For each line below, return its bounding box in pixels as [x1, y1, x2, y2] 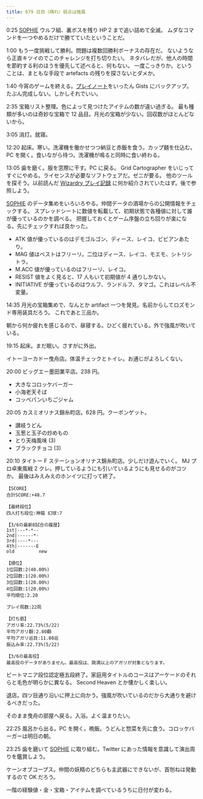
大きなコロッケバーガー [14, 380, 74, 388]
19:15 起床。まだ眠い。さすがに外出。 [6, 342, 100, 349]
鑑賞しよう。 [16, 752, 49, 760]
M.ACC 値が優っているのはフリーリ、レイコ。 [14, 265, 129, 273]
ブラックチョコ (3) [14, 444, 62, 451]
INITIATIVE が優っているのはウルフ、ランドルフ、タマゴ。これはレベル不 [14, 280, 196, 288]
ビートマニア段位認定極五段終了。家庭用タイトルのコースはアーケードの [6, 671, 186, 678]
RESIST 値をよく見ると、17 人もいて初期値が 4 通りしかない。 [14, 273, 170, 280]
